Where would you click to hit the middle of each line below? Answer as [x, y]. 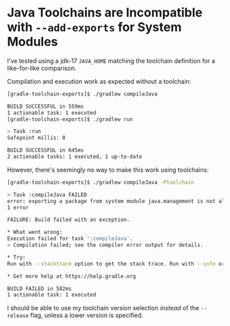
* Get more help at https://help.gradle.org [72, 276]
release [18, 316]
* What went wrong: [35, 232]
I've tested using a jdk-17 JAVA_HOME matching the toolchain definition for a [111, 60]
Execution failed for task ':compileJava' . [70, 239]
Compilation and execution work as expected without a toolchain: [99, 81]
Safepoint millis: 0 [37, 138]
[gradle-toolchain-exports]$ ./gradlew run [70, 119]
